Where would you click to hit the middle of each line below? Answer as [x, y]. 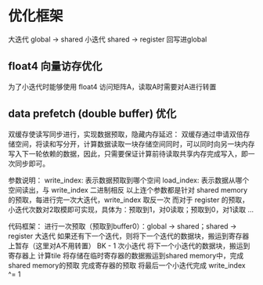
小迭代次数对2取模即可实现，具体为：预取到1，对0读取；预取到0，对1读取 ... [131, 209]
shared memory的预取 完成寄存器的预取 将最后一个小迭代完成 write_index [127, 265]
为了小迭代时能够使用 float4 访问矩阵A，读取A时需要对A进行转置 [112, 86]
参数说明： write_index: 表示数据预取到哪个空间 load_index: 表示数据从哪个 [129, 180]
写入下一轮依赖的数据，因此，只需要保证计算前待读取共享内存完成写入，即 [128, 153]
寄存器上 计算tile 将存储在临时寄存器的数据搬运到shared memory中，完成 [126, 255]
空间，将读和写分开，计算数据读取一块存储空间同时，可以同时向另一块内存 [135, 144]
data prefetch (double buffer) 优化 [92, 114]
